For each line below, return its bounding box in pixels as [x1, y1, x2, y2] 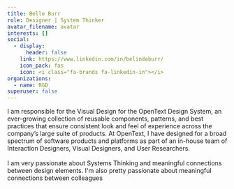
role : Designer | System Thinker [7, 17, 105, 24]
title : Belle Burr [7, 10, 61, 17]
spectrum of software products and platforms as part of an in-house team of [7, 137, 228, 145]
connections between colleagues [7, 174, 103, 182]
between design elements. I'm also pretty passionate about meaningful [7, 167, 212, 175]
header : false [25, 50, 68, 56]
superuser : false [7, 88, 58, 95]
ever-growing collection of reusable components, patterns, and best [7, 114, 204, 123]
